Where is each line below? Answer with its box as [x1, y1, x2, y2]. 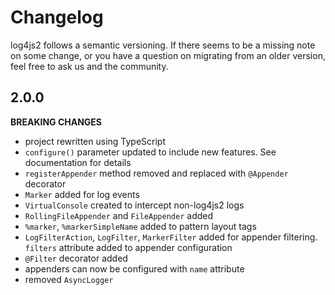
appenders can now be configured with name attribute [24, 262, 245, 275]
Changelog [10, 6, 104, 29]
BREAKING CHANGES [10, 116, 103, 128]
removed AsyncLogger [24, 273, 114, 285]
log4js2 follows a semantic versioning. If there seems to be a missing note [10, 39, 316, 51]
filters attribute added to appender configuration [24, 241, 233, 253]
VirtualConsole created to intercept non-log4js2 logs [24, 199, 245, 211]
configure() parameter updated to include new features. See [24, 146, 277, 158]
